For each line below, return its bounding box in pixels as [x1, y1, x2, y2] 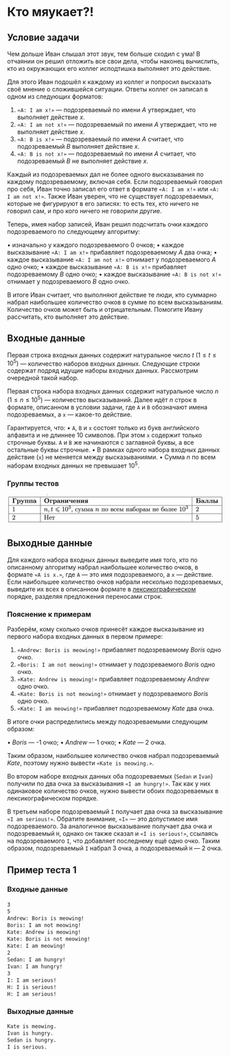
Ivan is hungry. [7, 1030, 54, 1037]
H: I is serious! [7, 984, 57, 991]
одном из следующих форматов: [7, 92, 104, 101]
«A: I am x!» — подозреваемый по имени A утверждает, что [16, 106, 196, 114]
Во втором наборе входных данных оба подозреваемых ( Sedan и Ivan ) [7, 772, 214, 781]
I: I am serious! [7, 977, 57, 984]
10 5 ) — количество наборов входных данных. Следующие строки [7, 358, 200, 368]
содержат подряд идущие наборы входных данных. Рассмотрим [7, 366, 198, 375]
